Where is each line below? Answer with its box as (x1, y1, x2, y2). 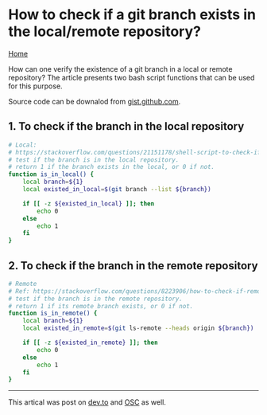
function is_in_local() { (8, 170, 94, 178)
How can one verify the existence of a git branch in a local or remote (8, 64, 233, 73)
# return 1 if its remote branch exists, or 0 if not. (8, 302, 194, 310)
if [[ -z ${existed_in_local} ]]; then (22, 199, 155, 208)
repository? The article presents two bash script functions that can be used (8, 72, 255, 82)
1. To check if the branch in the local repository (8, 119, 245, 133)
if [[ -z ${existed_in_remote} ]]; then (22, 339, 158, 347)
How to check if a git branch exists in (8, 6, 257, 24)
